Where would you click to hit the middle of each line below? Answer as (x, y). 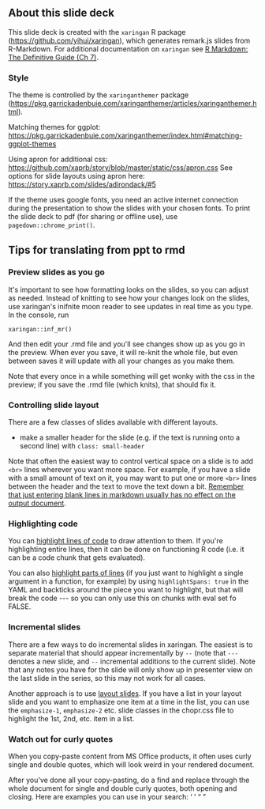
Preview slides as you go (56, 272)
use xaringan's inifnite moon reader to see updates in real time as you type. (131, 306)
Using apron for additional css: (58, 159)
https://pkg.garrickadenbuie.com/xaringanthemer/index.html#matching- (125, 136)
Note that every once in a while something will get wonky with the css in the (131, 376)
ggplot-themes (32, 144)
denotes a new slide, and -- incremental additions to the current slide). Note (132, 661)
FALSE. (20, 607)
